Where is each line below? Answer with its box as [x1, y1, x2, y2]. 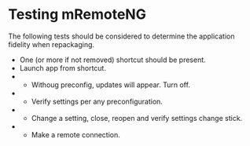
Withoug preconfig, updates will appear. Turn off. [31, 80, 191, 89]
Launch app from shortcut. [19, 63, 106, 72]
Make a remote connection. [31, 130, 120, 139]
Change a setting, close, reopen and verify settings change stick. [31, 113, 243, 122]
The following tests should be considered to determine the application [8, 31, 235, 41]
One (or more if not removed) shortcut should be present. [19, 55, 206, 64]
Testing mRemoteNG [8, 5, 147, 24]
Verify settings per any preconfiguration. [31, 97, 164, 106]
